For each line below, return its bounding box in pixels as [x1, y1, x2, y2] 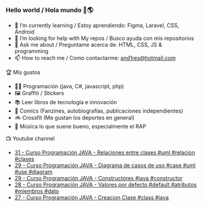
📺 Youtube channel [5, 135, 55, 142]
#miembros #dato [14, 188, 59, 195]
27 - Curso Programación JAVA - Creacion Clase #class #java [14, 194, 169, 202]
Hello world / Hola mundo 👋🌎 [5, 5, 94, 14]
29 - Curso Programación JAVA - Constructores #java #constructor [14, 175, 183, 182]
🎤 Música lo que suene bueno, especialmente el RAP [14, 123, 147, 130]
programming [14, 48, 49, 55]
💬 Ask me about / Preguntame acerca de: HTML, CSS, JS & [14, 41, 162, 48]
